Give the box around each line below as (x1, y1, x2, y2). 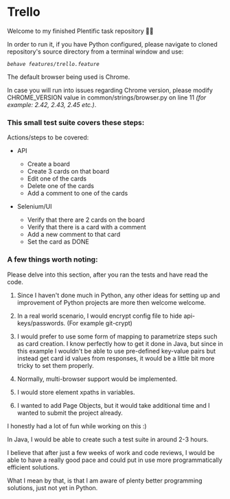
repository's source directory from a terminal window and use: (7, 47, 184, 56)
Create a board (27, 160, 70, 168)
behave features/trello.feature (7, 60, 100, 67)
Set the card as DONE (27, 237, 89, 246)
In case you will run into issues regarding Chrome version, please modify (7, 86, 213, 94)
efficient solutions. (7, 463, 60, 471)
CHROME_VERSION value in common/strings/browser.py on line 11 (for (7, 93, 207, 102)
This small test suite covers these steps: (7, 117, 145, 127)
